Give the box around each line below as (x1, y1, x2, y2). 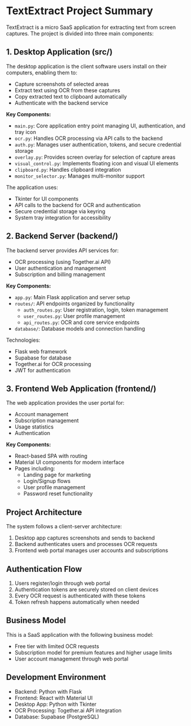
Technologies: (6, 336, 41, 344)
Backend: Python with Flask (14, 688, 82, 695)
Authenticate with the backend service (14, 99, 109, 106)
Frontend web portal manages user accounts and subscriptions (14, 547, 169, 554)
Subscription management (14, 417, 79, 424)
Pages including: (14, 465, 55, 472)
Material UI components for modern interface (14, 459, 125, 466)
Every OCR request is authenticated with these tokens (14, 592, 146, 599)
